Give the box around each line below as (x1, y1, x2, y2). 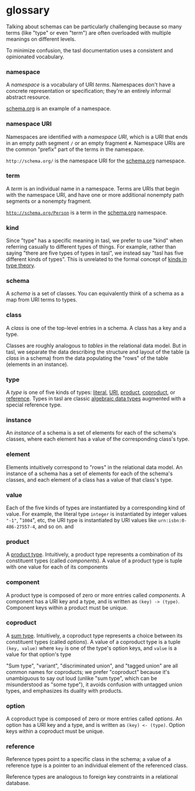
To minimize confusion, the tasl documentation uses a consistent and (6, 46, 173, 54)
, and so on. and (35, 523, 74, 530)
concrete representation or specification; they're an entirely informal (6, 88, 171, 95)
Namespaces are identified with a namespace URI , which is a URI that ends (6, 133, 188, 140)
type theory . (6, 262, 36, 269)
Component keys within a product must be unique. (6, 604, 128, 611)
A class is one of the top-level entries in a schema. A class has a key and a (6, 324, 186, 331)
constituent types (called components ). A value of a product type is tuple (6, 557, 183, 565)
